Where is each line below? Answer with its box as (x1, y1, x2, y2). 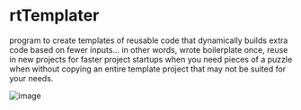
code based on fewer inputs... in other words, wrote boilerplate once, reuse (9, 44, 288, 55)
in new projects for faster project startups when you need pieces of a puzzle (9, 54, 293, 64)
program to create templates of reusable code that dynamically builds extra (9, 35, 288, 46)
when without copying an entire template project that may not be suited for (9, 63, 287, 74)
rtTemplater (9, 5, 100, 26)
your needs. (9, 72, 54, 83)
